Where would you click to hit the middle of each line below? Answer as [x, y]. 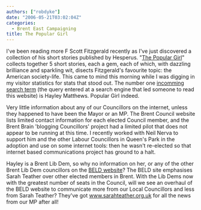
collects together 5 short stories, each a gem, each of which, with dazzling [98, 64]
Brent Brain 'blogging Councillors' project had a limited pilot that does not [97, 127]
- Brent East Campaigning [44, 28]
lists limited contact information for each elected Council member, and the [98, 120]
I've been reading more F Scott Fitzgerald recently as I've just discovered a [99, 51]
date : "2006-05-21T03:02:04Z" [44, 17]
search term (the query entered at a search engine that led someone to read [100, 89]
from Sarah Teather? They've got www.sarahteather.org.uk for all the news [98, 196]
